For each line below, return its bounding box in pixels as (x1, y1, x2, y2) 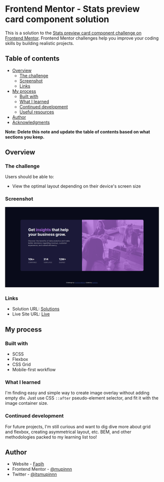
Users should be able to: (5, 174, 55, 180)
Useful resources (19, 109, 55, 115)
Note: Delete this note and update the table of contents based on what (5, 128, 150, 135)
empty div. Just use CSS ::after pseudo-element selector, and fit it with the (5, 395, 159, 401)
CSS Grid (12, 361, 31, 367)
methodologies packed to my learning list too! (5, 434, 97, 440)
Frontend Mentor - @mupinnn (12, 466, 72, 472)
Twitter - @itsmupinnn (12, 471, 57, 477)
